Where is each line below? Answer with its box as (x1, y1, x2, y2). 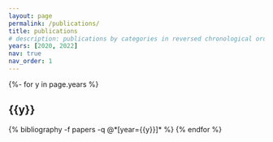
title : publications (8, 27, 79, 35)
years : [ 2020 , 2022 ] (8, 42, 79, 50)
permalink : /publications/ (8, 19, 100, 28)
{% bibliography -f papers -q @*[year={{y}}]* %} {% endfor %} (8, 124, 223, 134)
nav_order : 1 (8, 58, 53, 66)
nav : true (8, 49, 42, 58)
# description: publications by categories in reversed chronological (8, 34, 253, 43)
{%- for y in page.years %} (8, 79, 99, 89)
